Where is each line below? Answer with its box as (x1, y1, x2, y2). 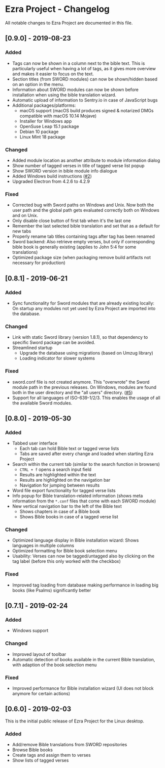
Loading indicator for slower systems (19, 355, 95, 361)
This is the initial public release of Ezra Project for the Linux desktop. (5, 718, 144, 724)
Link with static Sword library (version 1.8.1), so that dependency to (12, 334, 148, 340)
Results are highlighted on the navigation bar (19, 477, 111, 483)
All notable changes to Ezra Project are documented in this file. (5, 20, 133, 26)
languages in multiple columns (12, 542, 74, 548)
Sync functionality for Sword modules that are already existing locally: (12, 300, 155, 306)
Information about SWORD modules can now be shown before (12, 87, 139, 92)
